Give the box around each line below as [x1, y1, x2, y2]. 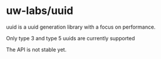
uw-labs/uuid [6, 4, 73, 18]
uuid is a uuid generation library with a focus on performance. [6, 23, 156, 30]
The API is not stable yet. [6, 46, 66, 53]
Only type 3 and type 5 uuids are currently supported [6, 34, 135, 41]
